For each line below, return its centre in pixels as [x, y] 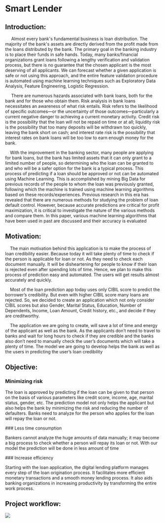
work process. [20, 488]
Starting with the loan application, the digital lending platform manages [77, 467]
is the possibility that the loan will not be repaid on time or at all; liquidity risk [82, 122]
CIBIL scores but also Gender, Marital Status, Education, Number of [73, 305]
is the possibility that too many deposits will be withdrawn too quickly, [76, 127]
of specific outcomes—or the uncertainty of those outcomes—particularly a [82, 111]
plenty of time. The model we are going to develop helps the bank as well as [82, 346]
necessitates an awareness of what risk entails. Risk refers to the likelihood [81, 106]
